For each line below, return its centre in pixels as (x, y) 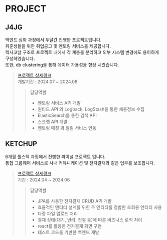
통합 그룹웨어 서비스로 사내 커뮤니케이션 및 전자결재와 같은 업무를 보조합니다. (80, 162)
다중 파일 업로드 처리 (58, 213)
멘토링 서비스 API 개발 (59, 103)
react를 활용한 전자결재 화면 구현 (69, 226)
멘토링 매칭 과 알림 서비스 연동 (67, 128)
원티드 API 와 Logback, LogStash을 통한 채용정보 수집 (91, 109)
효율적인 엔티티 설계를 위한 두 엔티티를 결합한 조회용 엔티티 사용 (100, 207)
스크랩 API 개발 (52, 121)
